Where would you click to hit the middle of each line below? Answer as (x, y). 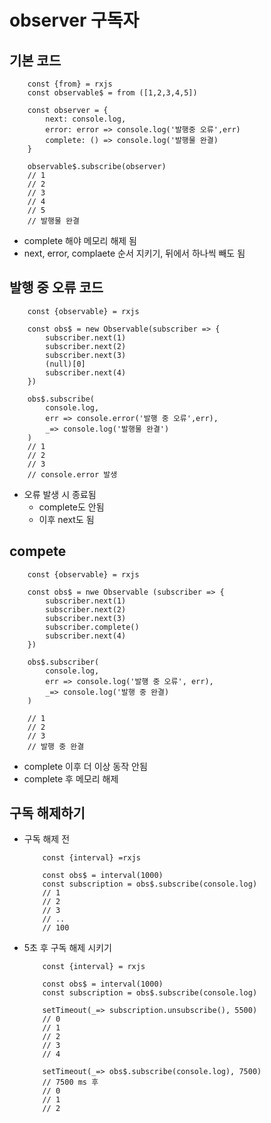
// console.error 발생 (72, 474)
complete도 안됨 (71, 507)
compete (38, 551)
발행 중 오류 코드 (56, 287)
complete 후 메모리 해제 (71, 778)
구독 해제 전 (47, 839)
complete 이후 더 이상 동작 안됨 (85, 766)
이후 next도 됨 (66, 519)
